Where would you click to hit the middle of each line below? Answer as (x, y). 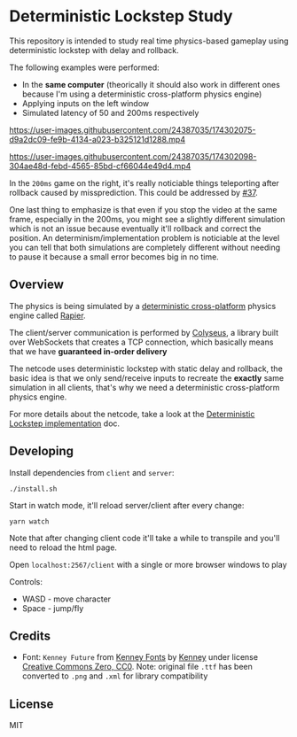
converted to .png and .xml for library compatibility (115, 676)
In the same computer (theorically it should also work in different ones (151, 84)
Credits (30, 636)
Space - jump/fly (53, 608)
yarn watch (29, 521)
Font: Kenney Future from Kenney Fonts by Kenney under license (140, 657)
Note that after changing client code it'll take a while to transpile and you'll (145, 538)
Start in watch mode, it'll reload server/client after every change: (127, 505)
